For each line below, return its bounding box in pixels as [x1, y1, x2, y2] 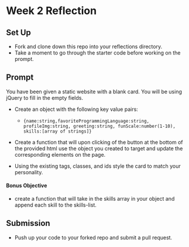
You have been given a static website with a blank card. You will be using [6, 88, 183, 95]
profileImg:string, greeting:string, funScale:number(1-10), [23, 123, 176, 129]
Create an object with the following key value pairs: [14, 106, 139, 113]
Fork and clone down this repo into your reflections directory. [14, 43, 163, 50]
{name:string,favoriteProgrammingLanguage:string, [23, 118, 150, 124]
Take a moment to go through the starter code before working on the [14, 49, 181, 56]
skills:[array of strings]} [23, 128, 92, 134]
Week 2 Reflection [6, 4, 97, 18]
